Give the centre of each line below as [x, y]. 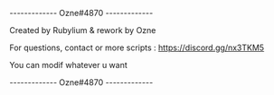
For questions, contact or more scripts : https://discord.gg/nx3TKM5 [137, 47]
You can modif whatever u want [69, 65]
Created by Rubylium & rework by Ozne [83, 30]
